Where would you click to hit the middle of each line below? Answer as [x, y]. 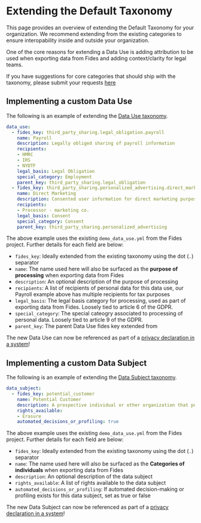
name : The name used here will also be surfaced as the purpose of [96, 269]
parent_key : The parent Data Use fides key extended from [86, 326]
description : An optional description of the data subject [83, 476]
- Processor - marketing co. [53, 210]
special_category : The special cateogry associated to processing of [99, 314]
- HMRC [25, 155]
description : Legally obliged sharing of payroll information [96, 144]
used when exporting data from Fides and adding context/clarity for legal [96, 58]
